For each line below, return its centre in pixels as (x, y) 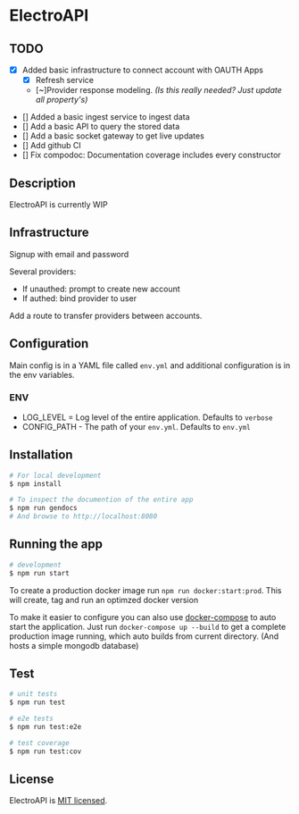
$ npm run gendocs (43, 508)
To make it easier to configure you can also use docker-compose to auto (143, 617)
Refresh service (64, 80)
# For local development (55, 475)
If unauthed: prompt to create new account (101, 289)
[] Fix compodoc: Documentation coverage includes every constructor (151, 155)
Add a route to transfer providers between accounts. (106, 315)
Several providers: (43, 271)
